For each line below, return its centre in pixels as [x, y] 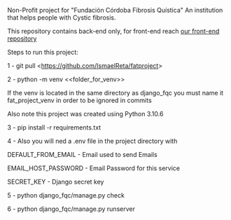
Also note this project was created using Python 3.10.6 [85, 114]
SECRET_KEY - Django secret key [56, 182]
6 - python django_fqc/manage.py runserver [71, 209]
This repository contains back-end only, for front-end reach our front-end [113, 31]
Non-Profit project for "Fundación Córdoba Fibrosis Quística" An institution [115, 10]
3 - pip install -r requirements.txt [54, 128]
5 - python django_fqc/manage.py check [66, 195]
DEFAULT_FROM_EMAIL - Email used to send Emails [82, 154]
